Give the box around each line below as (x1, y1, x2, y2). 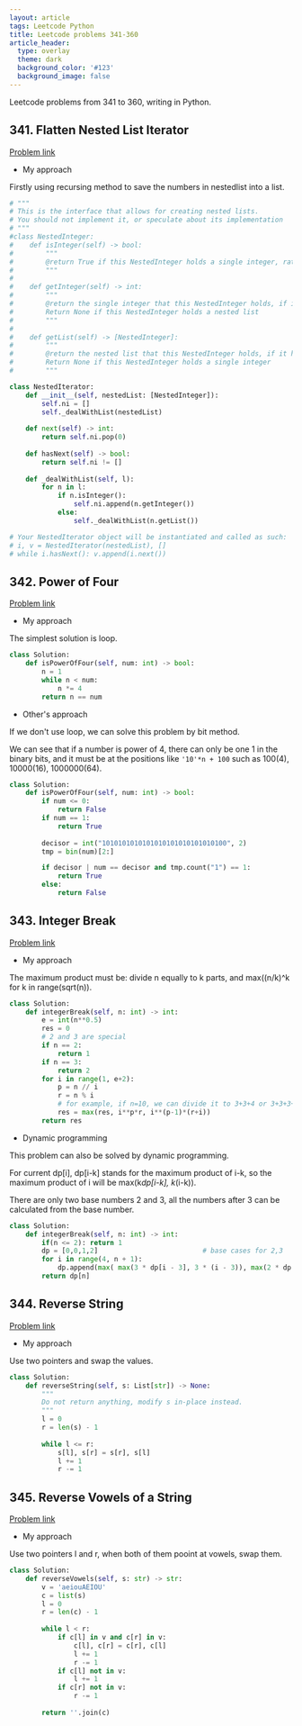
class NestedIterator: (9, 382, 94, 392)
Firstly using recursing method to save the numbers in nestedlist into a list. (9, 181, 285, 192)
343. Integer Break (9, 913, 117, 928)
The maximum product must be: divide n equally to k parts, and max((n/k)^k (9, 971, 290, 982)
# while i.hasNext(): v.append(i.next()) (9, 549, 167, 558)
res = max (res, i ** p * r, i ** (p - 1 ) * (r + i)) (57, 1108, 211, 1117)
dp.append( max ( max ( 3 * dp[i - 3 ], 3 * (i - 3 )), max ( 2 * (57, 1263, 280, 1272)
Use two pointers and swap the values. (9, 1355, 154, 1366)
